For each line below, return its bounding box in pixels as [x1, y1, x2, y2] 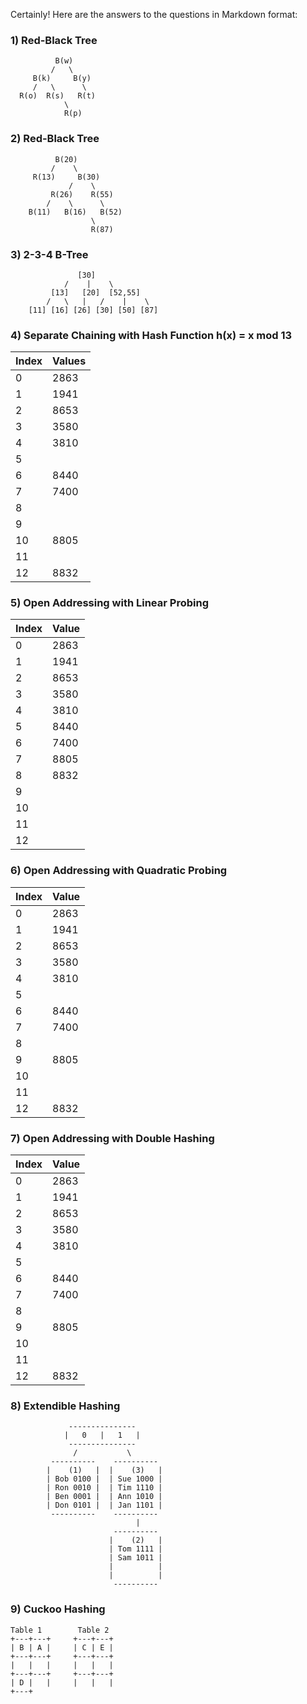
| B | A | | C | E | [10, 1642, 114, 1653]
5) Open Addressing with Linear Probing [10, 596, 209, 610]
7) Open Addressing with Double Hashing [10, 1131, 215, 1145]
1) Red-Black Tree [10, 33, 98, 47]
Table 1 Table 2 [10, 1625, 110, 1635]
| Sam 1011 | [108, 1553, 163, 1563]
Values [52, 354, 87, 368]
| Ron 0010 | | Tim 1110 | [46, 1483, 163, 1493]
